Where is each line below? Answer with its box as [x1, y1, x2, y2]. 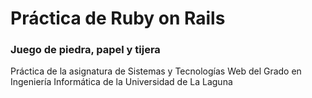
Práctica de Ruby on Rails [10, 7, 226, 30]
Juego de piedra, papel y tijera [10, 43, 161, 57]
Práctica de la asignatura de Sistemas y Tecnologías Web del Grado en [10, 65, 302, 77]
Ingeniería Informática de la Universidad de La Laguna [10, 76, 233, 88]
